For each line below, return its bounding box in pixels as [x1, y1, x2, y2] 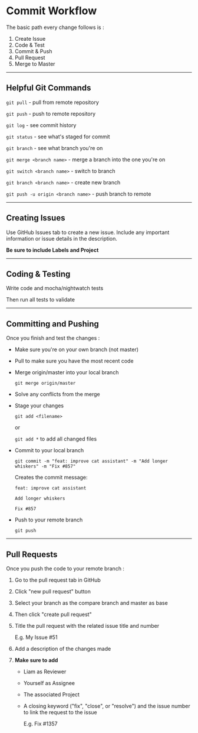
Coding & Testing [6, 269, 71, 279]
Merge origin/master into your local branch [14, 369, 119, 376]
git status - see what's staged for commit [6, 133, 110, 140]
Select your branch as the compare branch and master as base [14, 599, 168, 606]
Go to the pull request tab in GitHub [14, 576, 101, 583]
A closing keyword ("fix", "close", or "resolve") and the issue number [23, 702, 190, 709]
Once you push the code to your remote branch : [6, 565, 125, 572]
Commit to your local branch [14, 447, 84, 454]
